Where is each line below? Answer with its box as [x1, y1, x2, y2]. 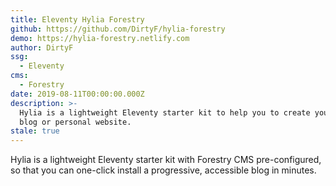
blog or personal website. [19, 117, 132, 127]
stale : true [10, 126, 60, 136]
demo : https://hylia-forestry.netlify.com [10, 33, 190, 43]
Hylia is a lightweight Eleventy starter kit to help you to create [19, 107, 311, 118]
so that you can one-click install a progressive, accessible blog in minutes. [10, 164, 317, 176]
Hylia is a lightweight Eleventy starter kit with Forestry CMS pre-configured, [10, 154, 322, 166]
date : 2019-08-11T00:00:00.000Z [10, 89, 145, 99]
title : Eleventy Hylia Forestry [10, 14, 145, 25]
